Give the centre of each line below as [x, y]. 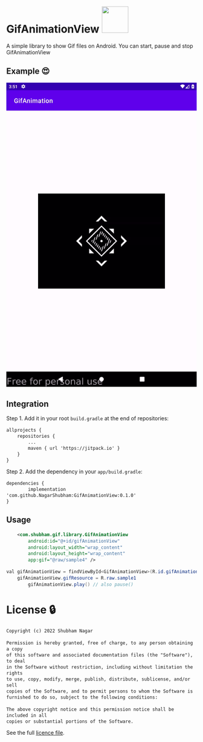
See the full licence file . [35, 732]
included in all [27, 715]
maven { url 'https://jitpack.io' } [74, 448]
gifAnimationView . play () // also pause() [81, 584]
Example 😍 [28, 72]
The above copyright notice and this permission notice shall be [90, 709]
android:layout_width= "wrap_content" [75, 547]
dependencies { [25, 483]
